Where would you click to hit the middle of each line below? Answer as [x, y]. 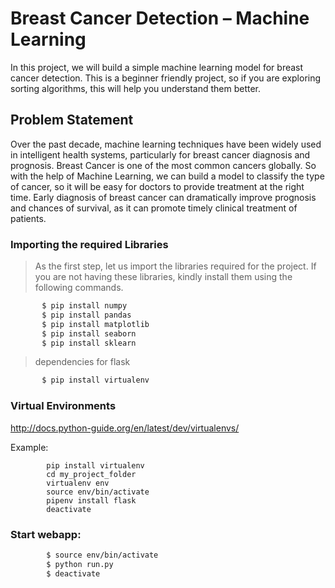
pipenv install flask [91, 500]
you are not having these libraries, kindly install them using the [163, 277]
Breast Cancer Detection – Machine [160, 18]
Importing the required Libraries [89, 244]
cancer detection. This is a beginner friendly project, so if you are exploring [166, 78]
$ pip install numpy [84, 306]
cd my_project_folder [91, 474]
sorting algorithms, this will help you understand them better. [136, 88]
